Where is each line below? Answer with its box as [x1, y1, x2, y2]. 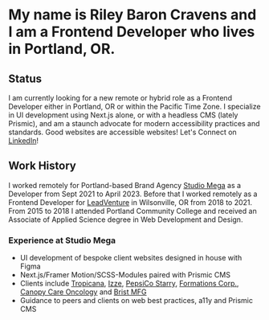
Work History [8, 159, 76, 173]
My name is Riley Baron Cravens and [8, 6, 257, 24]
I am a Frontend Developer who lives [8, 23, 255, 41]
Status [8, 72, 43, 85]
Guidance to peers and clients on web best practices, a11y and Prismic [19, 296, 253, 306]
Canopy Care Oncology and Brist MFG [19, 287, 147, 297]
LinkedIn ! [8, 136, 39, 146]
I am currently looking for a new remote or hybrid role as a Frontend [8, 93, 233, 102]
